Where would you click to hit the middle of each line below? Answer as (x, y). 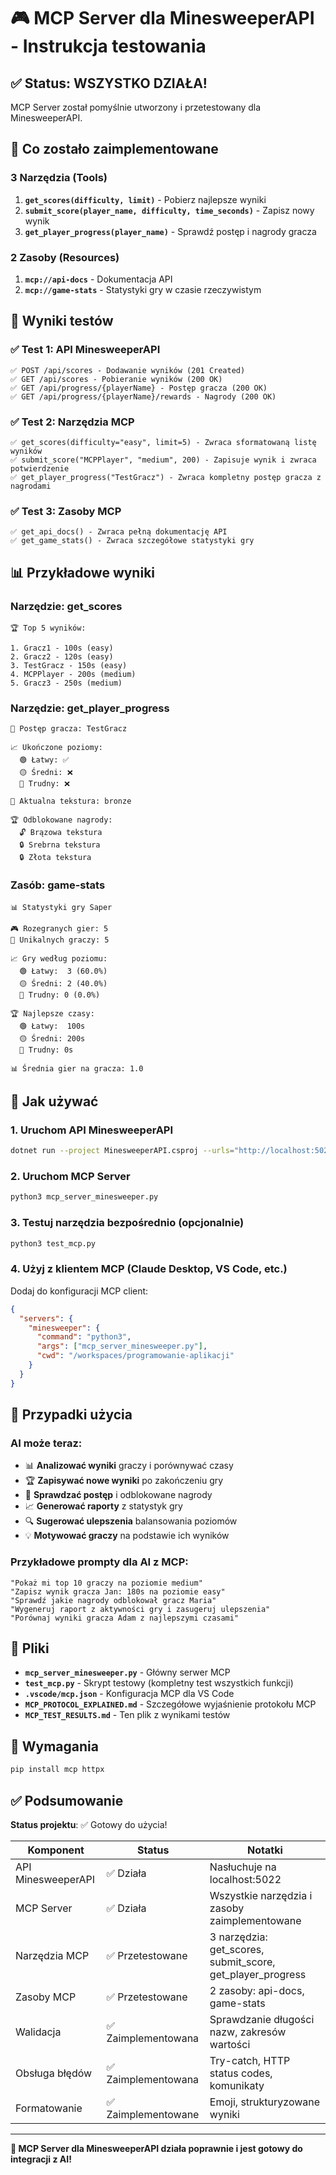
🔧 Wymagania (54, 1746)
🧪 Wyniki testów (62, 321)
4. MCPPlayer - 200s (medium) (73, 674)
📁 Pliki (30, 1648)
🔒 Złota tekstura (55, 858)
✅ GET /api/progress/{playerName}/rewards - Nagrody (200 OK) (143, 396)
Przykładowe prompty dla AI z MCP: (99, 1562)
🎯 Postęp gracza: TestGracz (69, 729)
